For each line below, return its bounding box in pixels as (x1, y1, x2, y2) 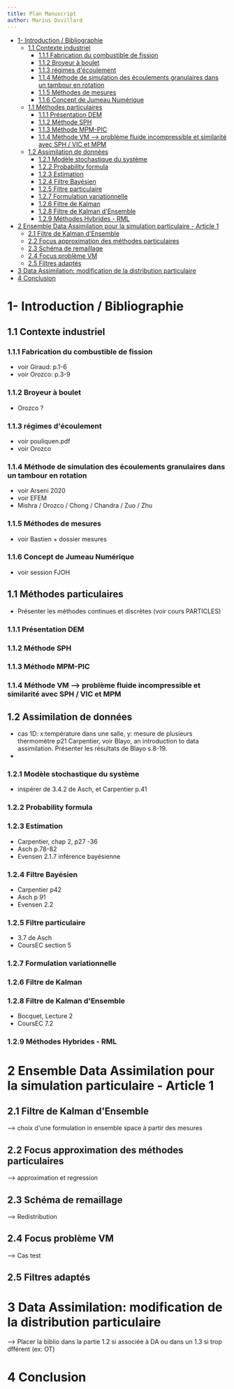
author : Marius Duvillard (7, 17, 82, 24)
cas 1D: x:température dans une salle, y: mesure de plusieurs (17, 729, 193, 738)
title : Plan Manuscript (7, 10, 77, 17)
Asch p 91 (17, 892, 46, 901)
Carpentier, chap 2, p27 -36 (17, 837, 98, 846)
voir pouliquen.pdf (17, 436, 71, 445)
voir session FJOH (17, 568, 71, 576)
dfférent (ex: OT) (7, 1345, 55, 1353)
